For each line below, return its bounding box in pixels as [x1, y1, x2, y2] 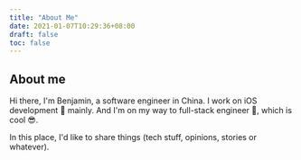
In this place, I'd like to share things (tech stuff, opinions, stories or [9, 132, 258, 143]
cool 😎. [9, 114, 39, 126]
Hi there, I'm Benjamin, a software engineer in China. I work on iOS [9, 95, 258, 106]
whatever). [9, 141, 50, 153]
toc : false [9, 38, 51, 48]
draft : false [9, 30, 59, 39]
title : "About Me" [9, 13, 79, 22]
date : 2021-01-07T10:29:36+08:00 [9, 22, 136, 31]
